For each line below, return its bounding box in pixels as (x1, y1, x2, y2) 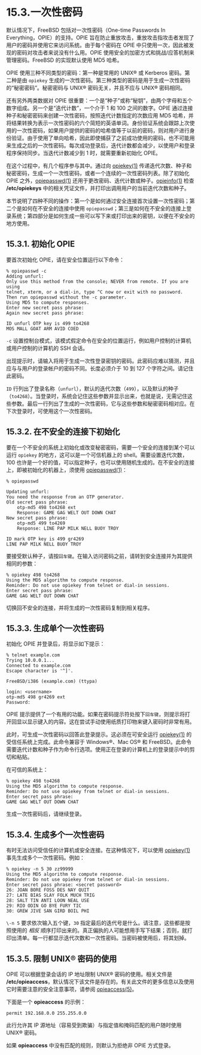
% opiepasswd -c (6, 268, 47, 274)
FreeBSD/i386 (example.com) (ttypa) (6, 679, 98, 685)
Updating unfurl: (6, 489, 50, 495)
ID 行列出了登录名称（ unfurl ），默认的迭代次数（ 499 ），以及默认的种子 (6, 385, 179, 392)
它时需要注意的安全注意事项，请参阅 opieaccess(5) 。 (6, 985, 138, 993)
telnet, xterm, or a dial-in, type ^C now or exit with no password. (6, 289, 184, 295)
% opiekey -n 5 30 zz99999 (6, 866, 74, 872)
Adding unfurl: (6, 273, 44, 279)
